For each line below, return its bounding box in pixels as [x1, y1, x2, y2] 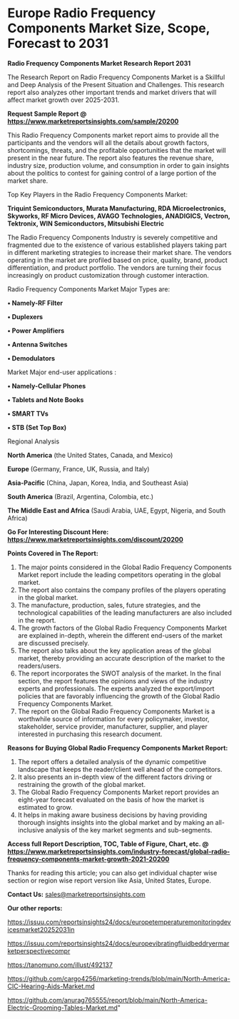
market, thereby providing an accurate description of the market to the [17, 653, 225, 662]
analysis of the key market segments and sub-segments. [45, 825, 213, 834]
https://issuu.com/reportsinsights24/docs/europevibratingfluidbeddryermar [7, 939, 230, 948]
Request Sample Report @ [7, 109, 87, 118]
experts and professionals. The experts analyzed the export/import [17, 684, 215, 693]
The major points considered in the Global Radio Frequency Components [17, 563, 232, 571]
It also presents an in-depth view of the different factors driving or [17, 773, 213, 781]
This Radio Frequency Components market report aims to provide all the [7, 131, 220, 139]
